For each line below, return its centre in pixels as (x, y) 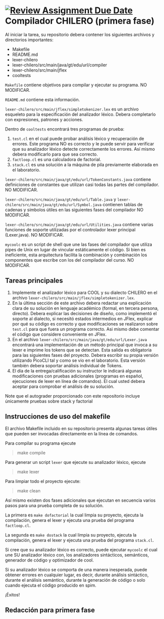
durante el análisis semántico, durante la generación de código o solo (75, 580)
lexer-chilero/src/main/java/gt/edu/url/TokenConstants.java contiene (78, 179)
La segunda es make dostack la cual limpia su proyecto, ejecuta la (71, 535)
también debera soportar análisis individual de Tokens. (67, 365)
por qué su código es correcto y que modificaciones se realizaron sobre (85, 323)
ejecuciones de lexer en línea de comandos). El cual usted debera (79, 381)
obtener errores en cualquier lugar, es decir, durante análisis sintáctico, (77, 575)
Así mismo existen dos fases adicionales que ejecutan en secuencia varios (80, 500)
